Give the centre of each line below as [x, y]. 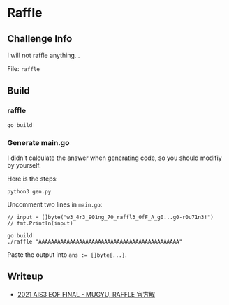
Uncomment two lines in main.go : [55, 204]
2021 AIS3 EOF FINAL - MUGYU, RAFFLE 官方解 [86, 294]
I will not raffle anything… [44, 55]
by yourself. [24, 165]
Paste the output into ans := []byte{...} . [67, 254]
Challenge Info [40, 39]
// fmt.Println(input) [40, 223]
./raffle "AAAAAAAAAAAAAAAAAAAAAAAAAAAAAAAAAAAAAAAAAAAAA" [95, 241]
